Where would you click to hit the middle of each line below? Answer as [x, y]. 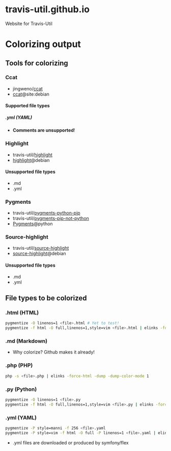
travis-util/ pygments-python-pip [46, 213]
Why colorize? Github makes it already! [54, 352]
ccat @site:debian [31, 94]
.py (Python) [21, 389]
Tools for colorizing [37, 63]
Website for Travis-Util [29, 23]
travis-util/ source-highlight [41, 248]
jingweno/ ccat [28, 88]
